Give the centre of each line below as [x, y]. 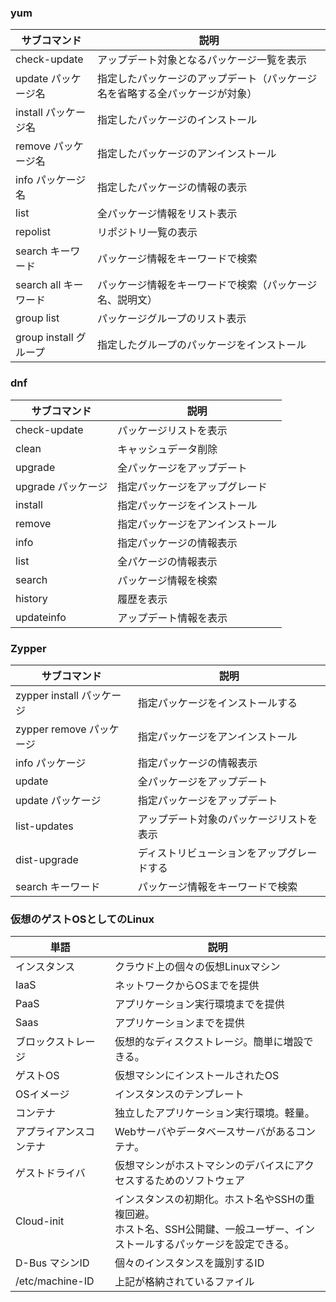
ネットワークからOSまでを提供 [187, 986]
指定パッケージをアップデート [207, 800]
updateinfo [41, 617]
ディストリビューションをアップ [212, 853]
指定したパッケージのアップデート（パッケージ [207, 79]
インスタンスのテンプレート [179, 1094]
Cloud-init [40, 1221]
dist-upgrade [47, 859]
